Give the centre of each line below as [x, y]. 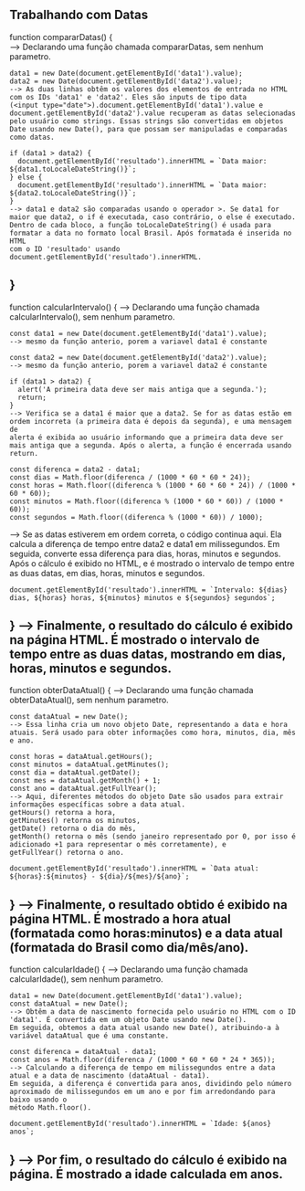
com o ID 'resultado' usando [65, 249]
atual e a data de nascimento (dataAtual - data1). [110, 1076]
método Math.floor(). [51, 1108]
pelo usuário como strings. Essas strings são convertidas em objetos [147, 121]
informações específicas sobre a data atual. [97, 805]
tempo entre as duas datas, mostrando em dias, [147, 654]
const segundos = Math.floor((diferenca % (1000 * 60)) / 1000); [136, 517]
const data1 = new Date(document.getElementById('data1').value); [138, 333]
